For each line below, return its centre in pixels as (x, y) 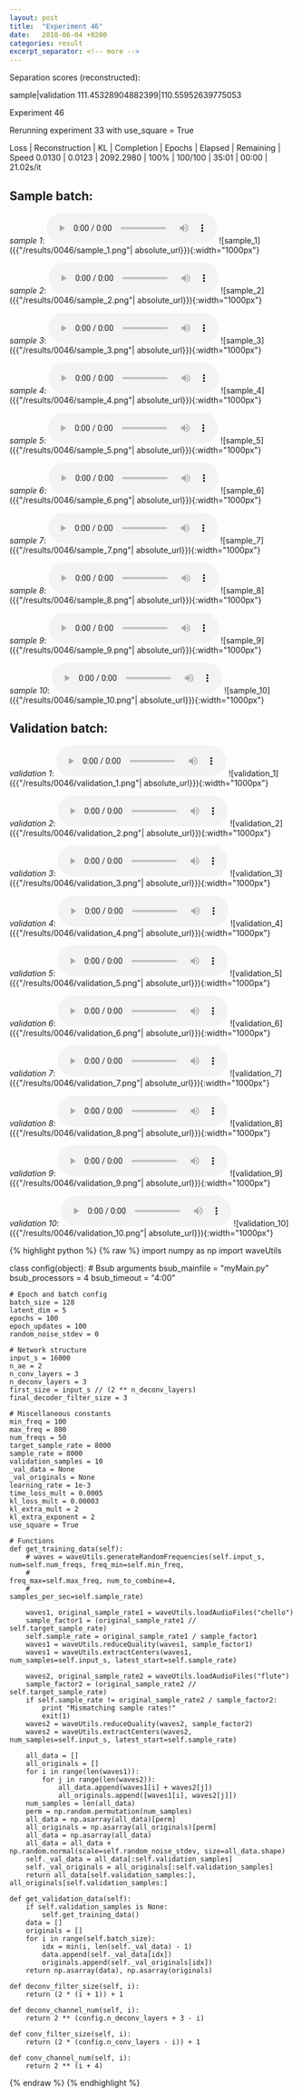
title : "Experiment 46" (56, 26)
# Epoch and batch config (58, 1294)
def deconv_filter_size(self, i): (75, 1986)
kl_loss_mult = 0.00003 (54, 1501)
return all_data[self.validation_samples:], (111, 1875)
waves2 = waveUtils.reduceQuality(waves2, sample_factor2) (140, 1723)
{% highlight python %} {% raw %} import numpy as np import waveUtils (146, 1250)
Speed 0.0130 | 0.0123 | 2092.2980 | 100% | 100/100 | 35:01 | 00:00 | (139, 158)
